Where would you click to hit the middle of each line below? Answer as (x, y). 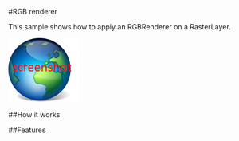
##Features (27, 130)
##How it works (34, 114)
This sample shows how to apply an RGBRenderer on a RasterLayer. (119, 27)
